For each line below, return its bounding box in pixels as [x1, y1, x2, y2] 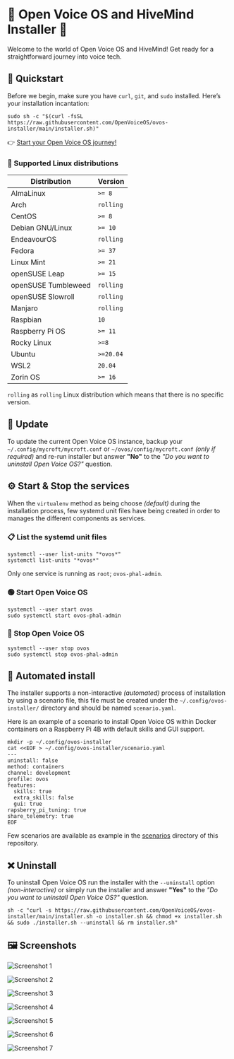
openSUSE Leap [11, 269, 65, 279]
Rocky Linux [11, 338, 51, 348]
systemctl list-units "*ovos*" [7, 556, 99, 564]
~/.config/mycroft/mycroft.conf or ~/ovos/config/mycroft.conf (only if [7, 445, 216, 453]
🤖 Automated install [7, 669, 96, 681]
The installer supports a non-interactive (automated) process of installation [7, 689, 226, 697]
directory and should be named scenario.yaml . [40, 703, 176, 713]
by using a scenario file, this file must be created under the [7, 696, 178, 705]
